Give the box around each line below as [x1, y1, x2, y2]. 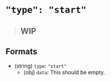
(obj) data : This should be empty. [23, 69, 106, 76]
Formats [5, 46, 37, 57]
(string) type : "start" [14, 62, 67, 70]
